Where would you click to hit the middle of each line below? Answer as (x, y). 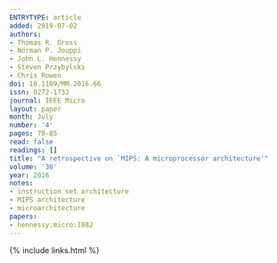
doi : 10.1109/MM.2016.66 (55, 84)
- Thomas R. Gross (43, 42)
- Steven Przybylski (48, 68)
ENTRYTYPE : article (45, 17)
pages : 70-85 (33, 134)
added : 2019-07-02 (43, 26)
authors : (25, 34)
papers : (24, 216)
